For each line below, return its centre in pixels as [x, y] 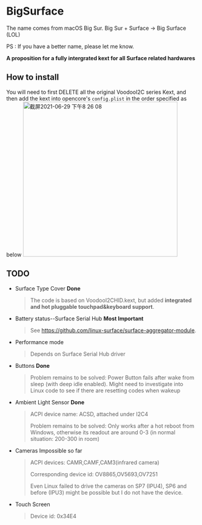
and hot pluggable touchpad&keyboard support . [92, 306]
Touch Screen [32, 504]
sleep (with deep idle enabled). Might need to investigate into [107, 384]
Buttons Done [32, 365]
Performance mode [39, 342]
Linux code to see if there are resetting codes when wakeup [105, 390]
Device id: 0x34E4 [53, 516]
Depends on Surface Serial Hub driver [78, 354]
